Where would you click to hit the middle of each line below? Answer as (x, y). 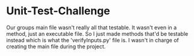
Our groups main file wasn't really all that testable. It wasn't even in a (92, 27)
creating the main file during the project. (56, 46)
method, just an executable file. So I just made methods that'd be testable (97, 33)
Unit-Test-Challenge (58, 11)
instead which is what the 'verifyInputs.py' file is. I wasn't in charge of (92, 40)
